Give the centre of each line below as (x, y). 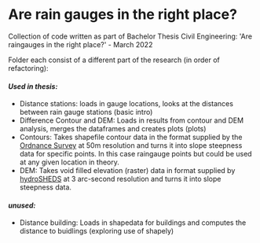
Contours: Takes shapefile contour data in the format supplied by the (131, 137)
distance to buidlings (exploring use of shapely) (97, 231)
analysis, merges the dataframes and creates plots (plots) (113, 129)
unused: (22, 205)
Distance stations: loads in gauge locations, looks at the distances (126, 104)
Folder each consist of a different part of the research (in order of (114, 60)
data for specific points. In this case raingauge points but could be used (136, 154)
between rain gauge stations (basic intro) (86, 112)
